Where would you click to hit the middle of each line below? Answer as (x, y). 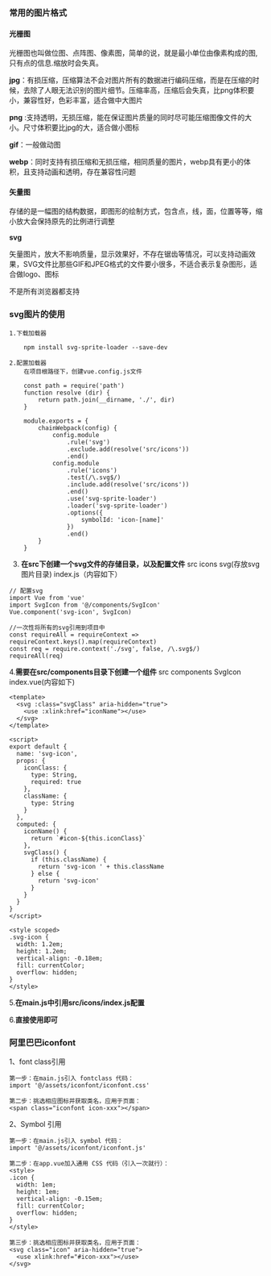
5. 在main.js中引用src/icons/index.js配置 (77, 1003)
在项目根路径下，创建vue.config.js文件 (83, 371)
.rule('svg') (88, 442)
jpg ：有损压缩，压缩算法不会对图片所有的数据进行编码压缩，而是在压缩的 (131, 80)
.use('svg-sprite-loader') (112, 498)
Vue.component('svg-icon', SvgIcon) (70, 612)
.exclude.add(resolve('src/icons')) (128, 449)
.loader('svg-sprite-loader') (117, 506)
